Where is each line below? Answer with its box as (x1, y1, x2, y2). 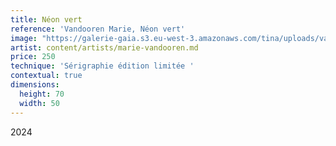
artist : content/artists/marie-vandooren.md (10, 42, 199, 53)
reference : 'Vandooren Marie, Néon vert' (10, 24, 186, 34)
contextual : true (10, 71, 83, 81)
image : (10, 33, 38, 43)
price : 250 (10, 52, 56, 62)
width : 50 (19, 98, 60, 108)
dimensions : (10, 80, 60, 90)
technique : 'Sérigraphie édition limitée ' (10, 61, 195, 71)
